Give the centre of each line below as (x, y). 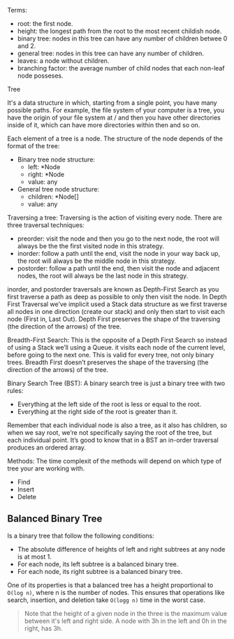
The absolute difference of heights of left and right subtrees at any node (121, 549)
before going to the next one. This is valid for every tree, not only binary (111, 355)
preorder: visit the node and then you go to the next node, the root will (118, 238)
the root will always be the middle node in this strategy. (97, 261)
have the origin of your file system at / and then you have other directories (114, 117)
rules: (15, 390)
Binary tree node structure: (56, 159)
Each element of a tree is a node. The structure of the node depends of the (115, 138)
